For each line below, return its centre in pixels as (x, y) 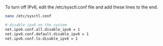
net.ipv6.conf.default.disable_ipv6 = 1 (47, 34)
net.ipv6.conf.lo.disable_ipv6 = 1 (41, 39)
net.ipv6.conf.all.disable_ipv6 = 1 (42, 29)
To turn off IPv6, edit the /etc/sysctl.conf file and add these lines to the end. (81, 7)
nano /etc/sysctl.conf (28, 16)
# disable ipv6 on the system (36, 25)
